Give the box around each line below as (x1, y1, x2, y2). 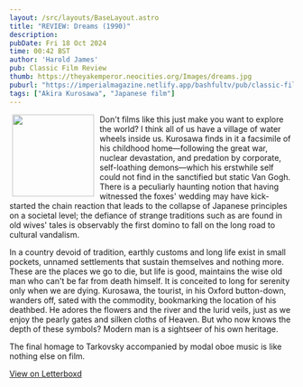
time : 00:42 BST (9, 47, 70, 56)
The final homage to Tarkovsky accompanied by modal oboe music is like (9, 341, 282, 352)
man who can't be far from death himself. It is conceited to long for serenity (9, 275, 290, 286)
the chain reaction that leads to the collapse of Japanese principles (37, 200, 288, 211)
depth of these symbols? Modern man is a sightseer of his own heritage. (9, 323, 279, 335)
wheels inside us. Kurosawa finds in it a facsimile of (99, 133, 291, 144)
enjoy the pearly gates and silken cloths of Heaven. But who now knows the (9, 314, 291, 325)
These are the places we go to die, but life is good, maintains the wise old (9, 266, 282, 277)
